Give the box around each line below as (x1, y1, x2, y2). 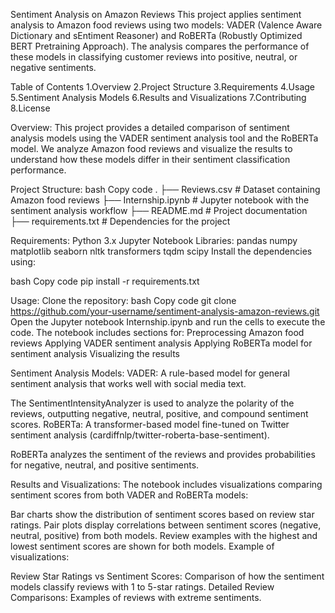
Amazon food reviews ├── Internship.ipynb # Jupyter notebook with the (10, 194, 310, 206)
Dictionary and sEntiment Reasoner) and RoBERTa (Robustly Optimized (10, 30, 303, 41)
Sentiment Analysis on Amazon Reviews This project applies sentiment (10, 9, 302, 20)
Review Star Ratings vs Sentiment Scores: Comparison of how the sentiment (10, 570, 325, 582)
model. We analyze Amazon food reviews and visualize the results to (10, 143, 293, 154)
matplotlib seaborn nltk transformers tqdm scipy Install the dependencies (10, 245, 313, 257)
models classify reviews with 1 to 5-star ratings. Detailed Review (10, 581, 275, 593)
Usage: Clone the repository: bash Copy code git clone (10, 295, 237, 306)
